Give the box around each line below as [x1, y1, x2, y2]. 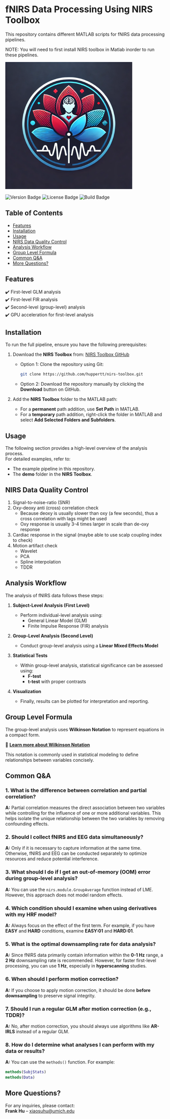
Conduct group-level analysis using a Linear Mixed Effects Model [20, 642, 158, 648]
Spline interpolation [20, 558, 61, 565]
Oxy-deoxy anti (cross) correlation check [12, 505, 99, 511]
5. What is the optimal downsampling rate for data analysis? [5, 941, 156, 947]
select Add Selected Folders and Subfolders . [20, 417, 116, 423]
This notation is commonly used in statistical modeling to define [5, 751, 139, 758]
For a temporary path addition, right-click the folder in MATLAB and [20, 412, 162, 418]
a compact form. [5, 732, 40, 738]
